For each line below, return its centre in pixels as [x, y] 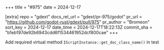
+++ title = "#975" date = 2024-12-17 [43, 7]
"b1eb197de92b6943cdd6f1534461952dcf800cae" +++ [62, 32]
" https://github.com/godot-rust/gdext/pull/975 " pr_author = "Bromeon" [77, 22]
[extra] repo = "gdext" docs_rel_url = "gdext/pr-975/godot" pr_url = [74, 17]
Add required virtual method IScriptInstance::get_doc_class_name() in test [82, 42]
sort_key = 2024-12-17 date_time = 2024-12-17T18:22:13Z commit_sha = [79, 27]
